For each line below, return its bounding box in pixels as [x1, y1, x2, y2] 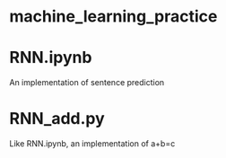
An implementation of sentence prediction [9, 77, 165, 88]
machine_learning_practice [9, 6, 218, 27]
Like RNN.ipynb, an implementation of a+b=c [9, 138, 176, 149]
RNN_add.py [9, 109, 105, 129]
